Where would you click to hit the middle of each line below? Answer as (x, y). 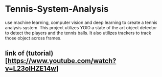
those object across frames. (33, 38)
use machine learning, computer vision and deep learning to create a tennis (81, 22)
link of (15, 53)
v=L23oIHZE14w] (32, 68)
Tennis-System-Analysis (57, 9)
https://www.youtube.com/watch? (62, 61)
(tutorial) (40, 53)
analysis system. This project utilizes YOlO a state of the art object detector (81, 27)
